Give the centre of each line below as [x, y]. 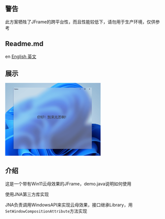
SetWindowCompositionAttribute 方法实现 [46, 211]
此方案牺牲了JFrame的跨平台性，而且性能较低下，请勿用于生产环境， [76, 22]
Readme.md [24, 44]
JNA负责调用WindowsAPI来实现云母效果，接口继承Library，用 [69, 205]
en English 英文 [21, 56]
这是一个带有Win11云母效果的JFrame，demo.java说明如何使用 [68, 184]
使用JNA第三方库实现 [27, 194]
